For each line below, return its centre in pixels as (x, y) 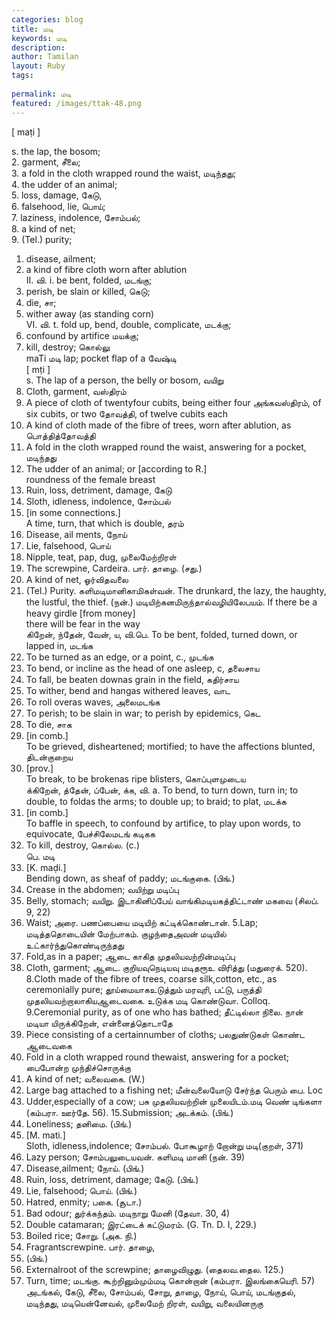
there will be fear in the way (83, 623)
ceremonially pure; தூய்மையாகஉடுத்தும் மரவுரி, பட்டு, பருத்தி (143, 989)
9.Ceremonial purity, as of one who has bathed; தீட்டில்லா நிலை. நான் (164, 1012)
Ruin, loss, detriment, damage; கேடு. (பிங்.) (112, 1179)
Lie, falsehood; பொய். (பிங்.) (81, 1190)
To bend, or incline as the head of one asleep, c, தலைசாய (142, 668)
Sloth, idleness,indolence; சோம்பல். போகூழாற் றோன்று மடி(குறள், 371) (164, 1145)
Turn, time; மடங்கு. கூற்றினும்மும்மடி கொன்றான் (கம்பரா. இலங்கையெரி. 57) (170, 1280)
